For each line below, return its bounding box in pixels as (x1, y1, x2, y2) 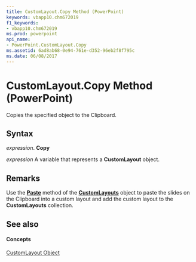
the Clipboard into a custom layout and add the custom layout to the (6, 195, 173, 203)
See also (6, 219, 39, 229)
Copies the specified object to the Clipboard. (6, 111, 117, 118)
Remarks (6, 173, 41, 183)
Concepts (6, 236, 31, 243)
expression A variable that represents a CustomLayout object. (6, 156, 160, 163)
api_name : (6, 36, 31, 42)
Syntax (6, 128, 33, 138)
